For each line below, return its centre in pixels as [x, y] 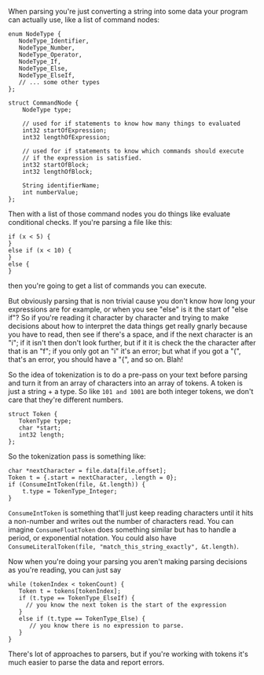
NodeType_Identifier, [54, 41]
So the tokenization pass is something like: [77, 456]
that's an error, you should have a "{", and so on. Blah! [95, 360]
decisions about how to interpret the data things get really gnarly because [128, 326]
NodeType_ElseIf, [47, 76]
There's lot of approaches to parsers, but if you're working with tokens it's [128, 654]
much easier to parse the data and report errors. [86, 662]
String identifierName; [61, 186]
